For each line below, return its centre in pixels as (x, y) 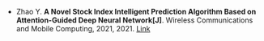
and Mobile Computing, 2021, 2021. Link (83, 29)
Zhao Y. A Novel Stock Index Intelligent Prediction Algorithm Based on (136, 12)
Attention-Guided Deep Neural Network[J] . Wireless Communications (134, 20)
